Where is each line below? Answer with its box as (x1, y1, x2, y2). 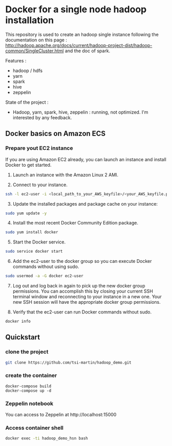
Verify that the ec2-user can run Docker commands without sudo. (12, 309, 152, 315)
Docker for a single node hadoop (5, 4, 147, 15)
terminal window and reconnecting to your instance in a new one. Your (12, 294, 162, 300)
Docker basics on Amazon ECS (5, 129, 106, 138)
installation (5, 14, 54, 26)
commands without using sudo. (12, 263, 79, 270)
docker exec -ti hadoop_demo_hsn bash (5, 436, 88, 441)
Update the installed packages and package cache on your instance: (12, 200, 158, 207)
